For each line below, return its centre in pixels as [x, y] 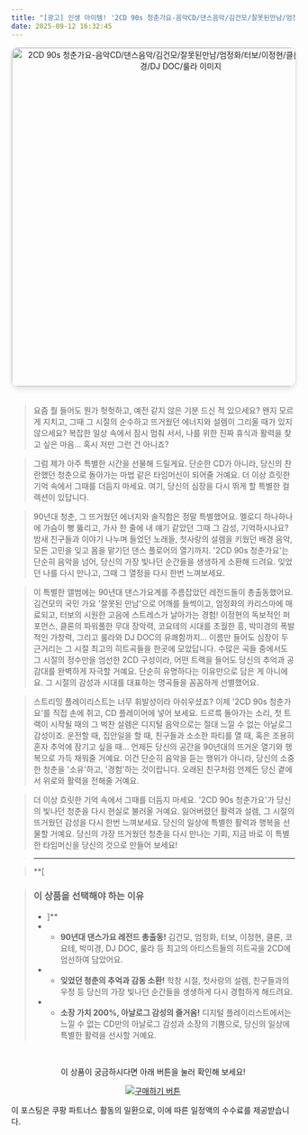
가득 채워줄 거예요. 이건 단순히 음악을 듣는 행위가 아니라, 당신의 [168, 758]
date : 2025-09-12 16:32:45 [62, 26]
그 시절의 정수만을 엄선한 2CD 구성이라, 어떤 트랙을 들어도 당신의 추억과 [159, 659]
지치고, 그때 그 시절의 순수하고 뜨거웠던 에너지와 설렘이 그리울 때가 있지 [168, 422]
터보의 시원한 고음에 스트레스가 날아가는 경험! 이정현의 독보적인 [170, 614]
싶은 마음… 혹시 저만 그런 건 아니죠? [106, 444]
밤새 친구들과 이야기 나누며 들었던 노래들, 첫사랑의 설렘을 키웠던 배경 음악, [163, 539]
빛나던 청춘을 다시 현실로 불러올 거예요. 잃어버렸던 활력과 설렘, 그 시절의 [169, 811]
